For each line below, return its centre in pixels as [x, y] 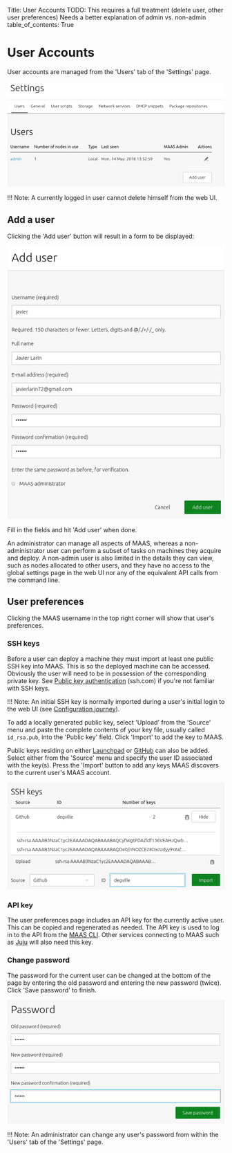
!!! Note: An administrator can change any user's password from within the [113, 1134]
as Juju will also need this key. [50, 942]
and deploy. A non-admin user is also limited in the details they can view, [110, 558]
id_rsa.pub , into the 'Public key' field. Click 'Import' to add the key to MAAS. [116, 737]
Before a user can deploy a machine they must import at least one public [110, 659]
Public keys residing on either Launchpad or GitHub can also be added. [108, 750]
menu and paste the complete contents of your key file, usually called [106, 729]
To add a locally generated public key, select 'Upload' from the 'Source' [109, 722]
